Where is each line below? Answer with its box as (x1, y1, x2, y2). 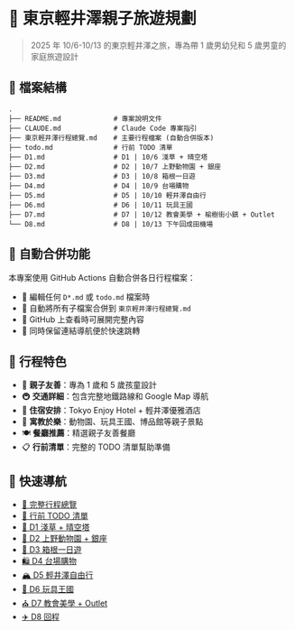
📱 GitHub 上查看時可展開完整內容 (21, 313, 145, 325)
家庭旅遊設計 (30, 51, 78, 61)
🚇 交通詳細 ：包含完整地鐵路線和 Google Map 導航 (21, 391, 209, 402)
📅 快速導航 (8, 473, 67, 488)
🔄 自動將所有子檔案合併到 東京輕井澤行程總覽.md (21, 302, 191, 313)
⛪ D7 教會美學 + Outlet (21, 598, 108, 609)
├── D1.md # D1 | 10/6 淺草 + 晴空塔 (8, 153, 208, 162)
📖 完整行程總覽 (21, 499, 78, 510)
